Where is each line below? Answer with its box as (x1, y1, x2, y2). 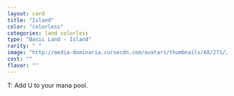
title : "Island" (7, 17, 54, 24)
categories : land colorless (7, 29, 89, 37)
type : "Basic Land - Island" (7, 36, 92, 43)
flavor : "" (7, 62, 39, 69)
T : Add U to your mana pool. (7, 81, 88, 89)
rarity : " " (7, 42, 42, 49)
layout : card (7, 10, 45, 17)
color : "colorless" (7, 23, 64, 30)
